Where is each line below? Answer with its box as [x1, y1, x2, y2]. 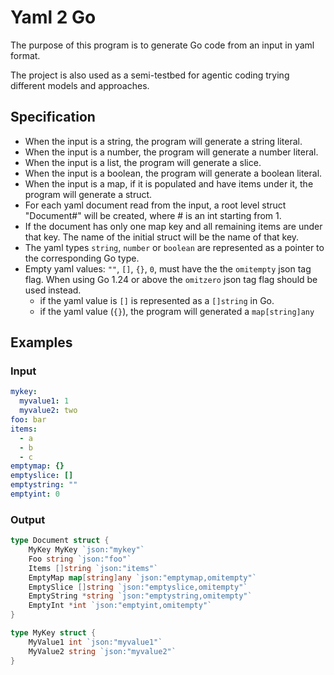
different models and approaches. [10, 79, 150, 91]
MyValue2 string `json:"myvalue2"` [28, 646, 177, 656]
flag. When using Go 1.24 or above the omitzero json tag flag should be [24, 273, 318, 285]
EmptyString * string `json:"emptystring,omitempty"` [28, 591, 253, 601]
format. [10, 49, 41, 61]
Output [10, 512, 46, 526]
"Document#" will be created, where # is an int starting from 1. [24, 209, 282, 221]
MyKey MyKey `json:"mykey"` [28, 545, 145, 555]
